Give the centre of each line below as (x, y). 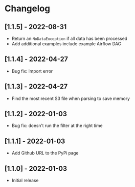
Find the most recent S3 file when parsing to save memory (71, 98)
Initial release (25, 181)
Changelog (27, 9)
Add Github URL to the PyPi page (45, 153)
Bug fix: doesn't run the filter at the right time (57, 125)
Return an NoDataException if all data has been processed (69, 38)
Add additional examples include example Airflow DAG (67, 44)
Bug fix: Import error (32, 71)
